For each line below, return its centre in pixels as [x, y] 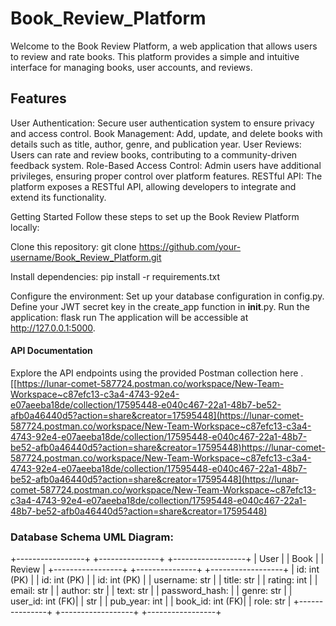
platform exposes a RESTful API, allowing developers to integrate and [153, 186]
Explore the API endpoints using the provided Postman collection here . [157, 373]
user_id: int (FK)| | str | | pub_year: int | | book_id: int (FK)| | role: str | [151, 601]
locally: [25, 227]
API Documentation [51, 351]
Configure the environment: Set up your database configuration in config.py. [167, 296]
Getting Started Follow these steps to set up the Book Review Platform [155, 216]
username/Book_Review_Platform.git [86, 257]
